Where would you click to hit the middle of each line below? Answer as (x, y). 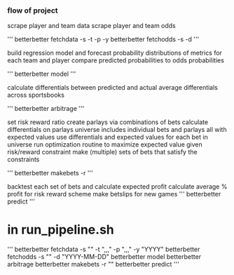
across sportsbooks (36, 95)
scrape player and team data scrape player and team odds (92, 26)
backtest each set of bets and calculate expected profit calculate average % (117, 187)
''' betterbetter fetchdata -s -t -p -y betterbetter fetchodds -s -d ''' (103, 39)
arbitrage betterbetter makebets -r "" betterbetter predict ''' (94, 264)
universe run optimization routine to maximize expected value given (105, 145)
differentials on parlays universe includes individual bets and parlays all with (117, 130)
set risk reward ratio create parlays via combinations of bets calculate (108, 122)
